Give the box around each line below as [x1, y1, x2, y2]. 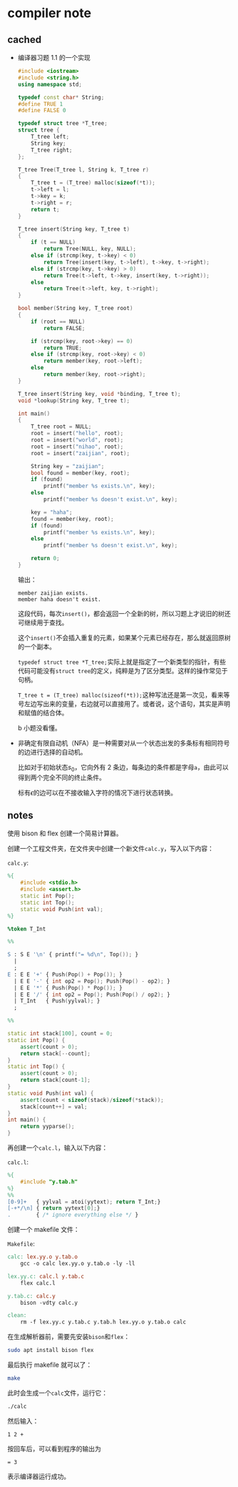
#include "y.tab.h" [20, 1178, 78, 1185]
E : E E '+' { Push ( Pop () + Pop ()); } [7, 970, 123, 978]
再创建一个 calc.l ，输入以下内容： [7, 1143, 108, 1152]
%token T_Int [7, 925, 46, 933]
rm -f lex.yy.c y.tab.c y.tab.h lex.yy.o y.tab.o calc [20, 1318, 187, 1326]
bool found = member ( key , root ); [31, 469, 130, 477]
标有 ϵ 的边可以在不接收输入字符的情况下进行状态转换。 [17, 788, 177, 797]
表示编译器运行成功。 [7, 1472, 70, 1481]
